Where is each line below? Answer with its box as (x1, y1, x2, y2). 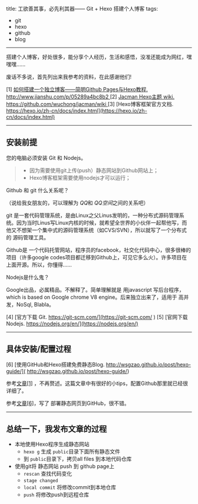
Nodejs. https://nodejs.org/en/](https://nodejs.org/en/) (6, 320, 138, 327)
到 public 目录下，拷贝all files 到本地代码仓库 (23, 456, 132, 463)
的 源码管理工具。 (6, 233, 49, 241)
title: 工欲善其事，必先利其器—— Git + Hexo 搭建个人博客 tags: (6, 5, 158, 12)
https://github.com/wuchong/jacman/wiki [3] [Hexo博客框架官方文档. (6, 101, 174, 107)
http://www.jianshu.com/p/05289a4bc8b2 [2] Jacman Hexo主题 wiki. (6, 93, 175, 100)
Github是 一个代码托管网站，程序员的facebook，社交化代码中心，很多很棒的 (6, 246, 192, 253)
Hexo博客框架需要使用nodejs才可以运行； (29, 174, 131, 181)
